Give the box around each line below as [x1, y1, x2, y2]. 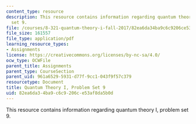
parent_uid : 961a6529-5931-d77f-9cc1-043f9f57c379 [6, 74, 132, 80]
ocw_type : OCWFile [6, 57, 51, 63]
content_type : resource [6, 8, 64, 15]
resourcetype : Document [6, 80, 64, 85]
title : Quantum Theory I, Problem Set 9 [6, 85, 106, 91]
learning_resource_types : [6, 42, 69, 47]
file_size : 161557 [6, 30, 51, 36]
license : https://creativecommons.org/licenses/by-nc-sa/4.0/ [6, 52, 160, 58]
